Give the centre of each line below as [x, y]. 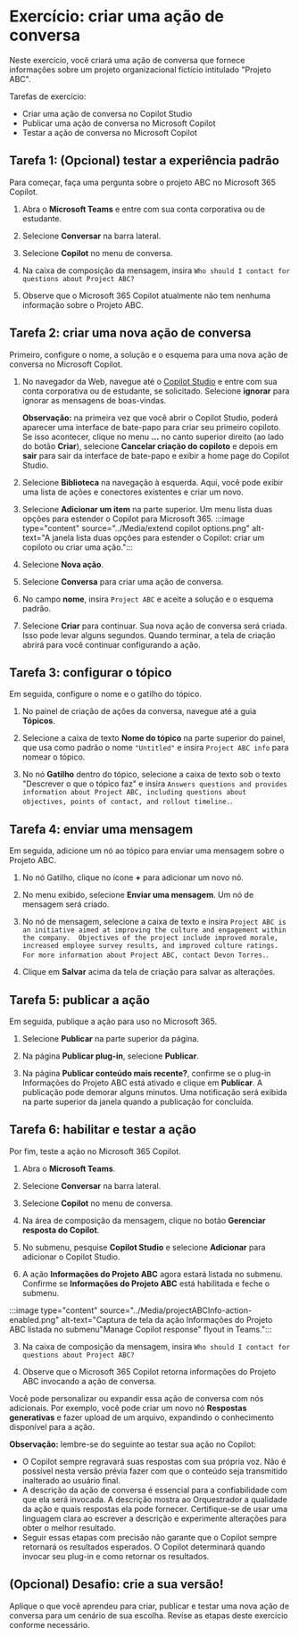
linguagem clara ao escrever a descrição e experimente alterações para [154, 1518]
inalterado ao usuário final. [71, 1480]
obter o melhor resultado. [69, 1527]
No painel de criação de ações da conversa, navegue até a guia [139, 711]
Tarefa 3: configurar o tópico [91, 673]
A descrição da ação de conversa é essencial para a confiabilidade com [154, 1490]
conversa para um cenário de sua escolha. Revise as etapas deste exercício [149, 1615]
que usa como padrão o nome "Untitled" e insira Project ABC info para [155, 748]
